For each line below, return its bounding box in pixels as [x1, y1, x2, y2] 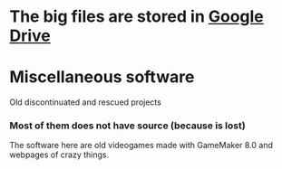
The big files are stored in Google [9, 6, 265, 27]
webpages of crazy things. [9, 149, 110, 160]
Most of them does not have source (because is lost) [9, 119, 247, 132]
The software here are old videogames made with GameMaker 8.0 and [9, 140, 274, 151]
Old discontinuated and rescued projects [9, 97, 161, 108]
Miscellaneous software [9, 67, 195, 88]
